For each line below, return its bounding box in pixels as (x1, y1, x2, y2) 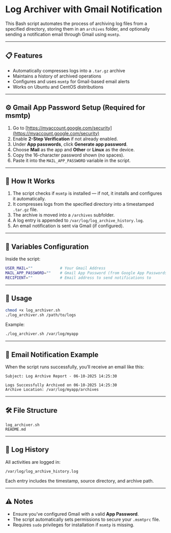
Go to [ (12, 125, 27, 131)
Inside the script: (5, 256, 41, 262)
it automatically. (12, 196, 46, 202)
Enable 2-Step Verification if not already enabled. (12, 136, 118, 142)
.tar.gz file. (12, 206, 38, 212)
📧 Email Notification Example (5, 350, 99, 359)
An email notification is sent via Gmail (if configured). (12, 223, 124, 229)
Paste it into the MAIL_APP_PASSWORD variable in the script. (12, 157, 131, 164)
